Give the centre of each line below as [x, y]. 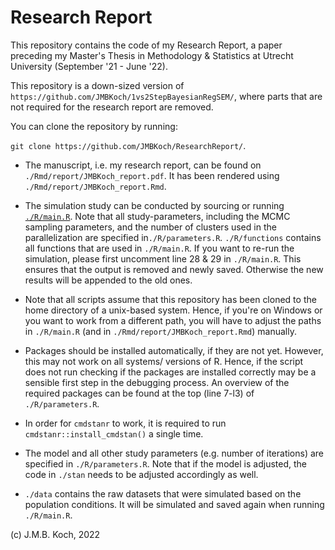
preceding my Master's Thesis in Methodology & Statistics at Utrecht [152, 55]
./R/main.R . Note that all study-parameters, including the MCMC [157, 216]
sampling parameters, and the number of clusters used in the [150, 227]
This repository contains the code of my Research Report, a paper [146, 45]
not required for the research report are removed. [112, 107]
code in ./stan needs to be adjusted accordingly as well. [141, 474]
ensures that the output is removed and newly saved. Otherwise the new [174, 269]
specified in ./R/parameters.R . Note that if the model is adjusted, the [165, 463]
